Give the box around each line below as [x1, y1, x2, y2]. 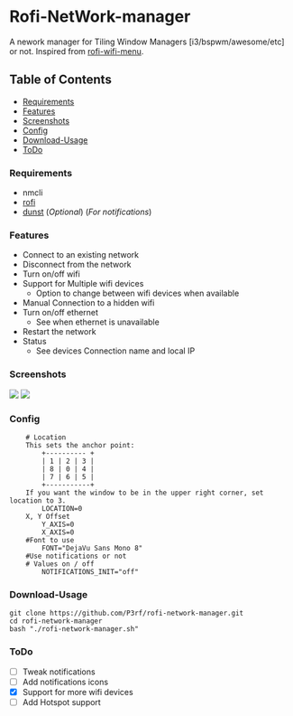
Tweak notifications [22, 666, 96, 677]
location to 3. [9, 495, 67, 505]
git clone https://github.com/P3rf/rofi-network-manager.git [9, 608, 244, 618]
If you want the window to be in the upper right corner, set [25, 488, 264, 497]
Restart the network [22, 326, 96, 337]
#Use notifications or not [25, 551, 127, 561]
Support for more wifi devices [22, 686, 133, 697]
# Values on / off [25, 559, 95, 569]
